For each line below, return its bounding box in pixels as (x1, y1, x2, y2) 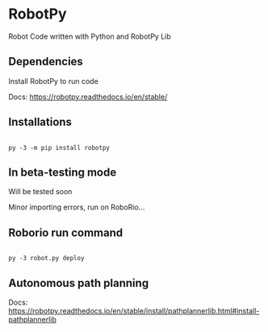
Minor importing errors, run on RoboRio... (8, 202, 145, 212)
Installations (8, 115, 73, 129)
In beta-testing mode (8, 165, 117, 179)
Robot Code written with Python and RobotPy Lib (8, 31, 171, 41)
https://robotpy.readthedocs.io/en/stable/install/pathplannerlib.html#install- (8, 306, 260, 315)
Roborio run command (8, 226, 124, 239)
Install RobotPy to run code (8, 76, 98, 85)
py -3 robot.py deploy (8, 255, 85, 263)
